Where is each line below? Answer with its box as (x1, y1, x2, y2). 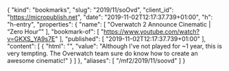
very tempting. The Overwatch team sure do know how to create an (7, 49, 198, 57)
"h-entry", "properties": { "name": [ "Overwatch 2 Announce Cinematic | (7, 20, 211, 28)
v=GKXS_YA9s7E (7, 35, 56, 43)
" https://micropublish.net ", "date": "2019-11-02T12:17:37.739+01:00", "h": (7, 13, 213, 21)
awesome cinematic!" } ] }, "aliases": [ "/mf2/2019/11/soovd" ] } (7, 57, 186, 64)
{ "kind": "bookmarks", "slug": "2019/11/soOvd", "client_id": (7, 6, 174, 14)
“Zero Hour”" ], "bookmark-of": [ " (7, 27, 104, 35)
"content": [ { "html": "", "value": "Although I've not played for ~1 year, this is (7, 42, 223, 50)
